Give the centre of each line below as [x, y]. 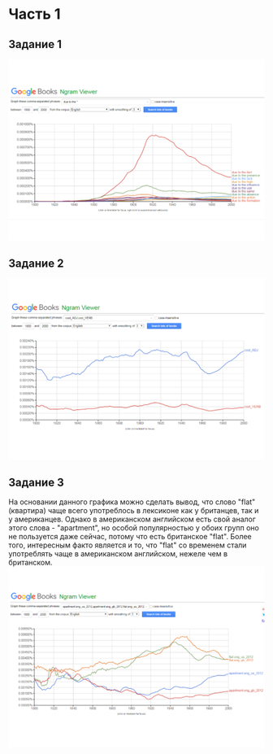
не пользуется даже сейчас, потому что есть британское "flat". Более [130, 536]
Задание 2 [36, 263]
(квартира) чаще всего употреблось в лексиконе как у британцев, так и [134, 510]
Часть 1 [35, 14]
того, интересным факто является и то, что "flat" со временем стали [128, 545]
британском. [30, 562]
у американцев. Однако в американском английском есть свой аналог [132, 519]
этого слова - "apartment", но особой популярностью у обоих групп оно [134, 528]
